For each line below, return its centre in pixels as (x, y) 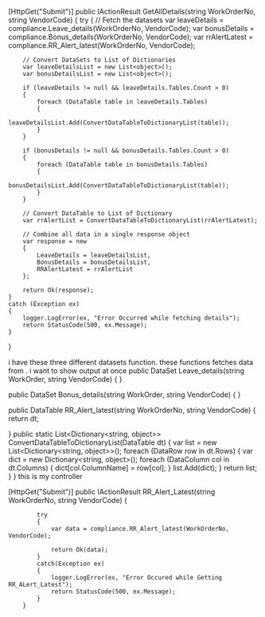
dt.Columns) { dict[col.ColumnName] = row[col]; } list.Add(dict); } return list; (132, 468)
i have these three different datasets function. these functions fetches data (131, 362)
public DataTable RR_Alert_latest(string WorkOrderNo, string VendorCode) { (132, 410)
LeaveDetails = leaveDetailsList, (94, 255)
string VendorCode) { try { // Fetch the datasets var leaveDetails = (116, 20)
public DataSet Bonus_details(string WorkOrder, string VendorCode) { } (125, 395)
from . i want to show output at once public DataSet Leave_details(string (127, 371)
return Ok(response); (58, 290)
